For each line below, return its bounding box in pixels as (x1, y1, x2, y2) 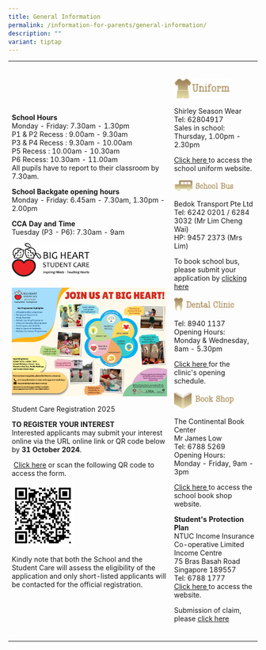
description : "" (8, 29, 62, 37)
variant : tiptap (8, 38, 62, 46)
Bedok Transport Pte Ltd (173, 198, 253, 209)
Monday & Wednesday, (173, 335, 249, 345)
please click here (173, 614, 230, 624)
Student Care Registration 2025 (11, 404, 116, 414)
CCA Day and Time (11, 218, 76, 229)
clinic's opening (173, 368, 226, 377)
